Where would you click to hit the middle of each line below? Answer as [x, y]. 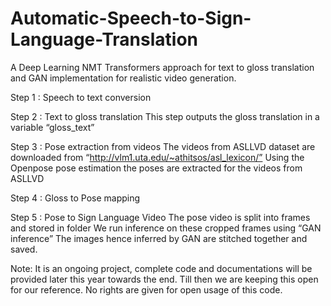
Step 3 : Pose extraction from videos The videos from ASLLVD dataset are [163, 146]
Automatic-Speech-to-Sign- [131, 18]
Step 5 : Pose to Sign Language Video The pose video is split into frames [160, 217]
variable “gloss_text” [52, 127]
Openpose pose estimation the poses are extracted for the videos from [156, 168]
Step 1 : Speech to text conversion [81, 97]
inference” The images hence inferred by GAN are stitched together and [159, 238]
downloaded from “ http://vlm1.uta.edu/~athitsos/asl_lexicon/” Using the [157, 157]
